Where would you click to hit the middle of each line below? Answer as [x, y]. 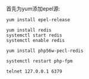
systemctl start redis [34, 35]
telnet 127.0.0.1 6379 [34, 71]
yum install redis [29, 30]
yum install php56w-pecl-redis [45, 51]
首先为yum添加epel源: [33, 9]
